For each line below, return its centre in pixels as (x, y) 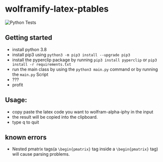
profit (18, 85)
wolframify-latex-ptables (57, 9)
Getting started (29, 38)
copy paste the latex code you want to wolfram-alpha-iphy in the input (82, 112)
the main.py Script (30, 74)
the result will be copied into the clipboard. (55, 117)
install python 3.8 (29, 49)
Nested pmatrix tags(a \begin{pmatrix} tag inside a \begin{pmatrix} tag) (85, 149)
